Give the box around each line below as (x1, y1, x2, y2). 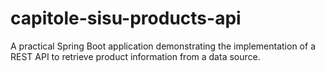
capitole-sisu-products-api (10, 7, 242, 30)
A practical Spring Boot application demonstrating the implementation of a (10, 40, 316, 52)
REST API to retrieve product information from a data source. (10, 50, 261, 62)
